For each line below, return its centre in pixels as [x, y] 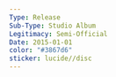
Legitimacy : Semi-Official [58, 34]
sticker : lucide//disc [51, 58]
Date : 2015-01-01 [41, 42]
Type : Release [35, 17]
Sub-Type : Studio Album [53, 26]
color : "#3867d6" [41, 50]
